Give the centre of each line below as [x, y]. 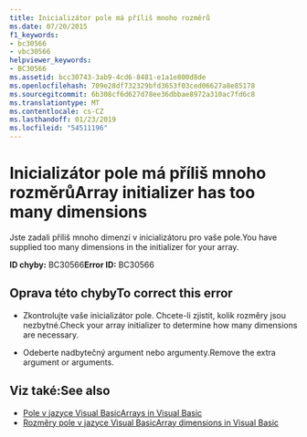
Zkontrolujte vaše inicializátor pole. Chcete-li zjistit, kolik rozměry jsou [154, 315]
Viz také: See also [60, 391]
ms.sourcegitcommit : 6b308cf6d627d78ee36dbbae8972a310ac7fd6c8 [132, 94]
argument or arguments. [68, 362]
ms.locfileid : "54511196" [58, 129]
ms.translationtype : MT [55, 103]
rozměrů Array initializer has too [132, 193]
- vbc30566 [30, 52]
